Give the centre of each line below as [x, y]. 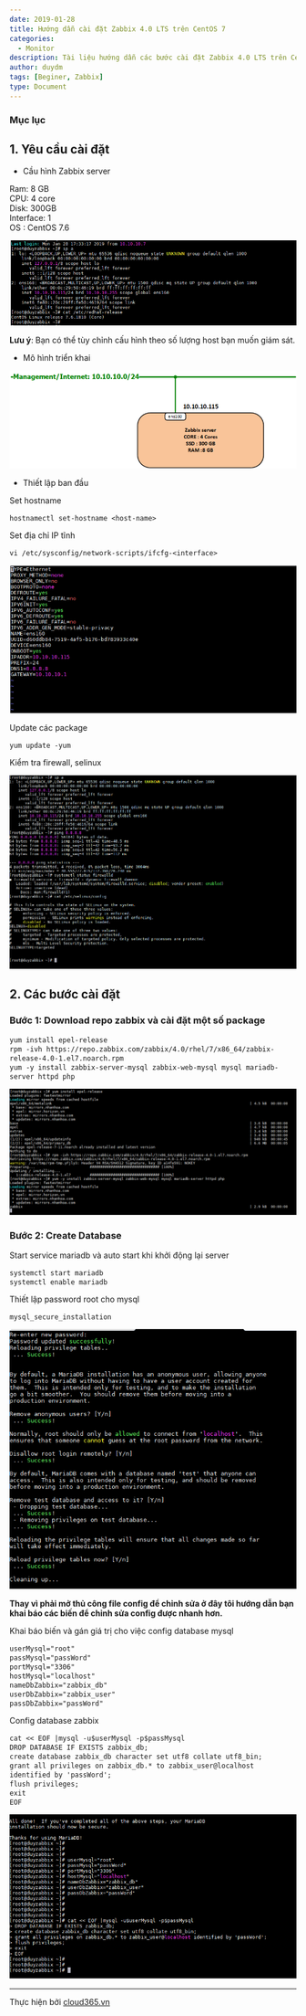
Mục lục [28, 120]
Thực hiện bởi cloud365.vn [60, 2001]
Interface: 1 [31, 218]
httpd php [56, 1077]
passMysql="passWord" [51, 1658]
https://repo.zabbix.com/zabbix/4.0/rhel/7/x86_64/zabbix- [160, 1050]
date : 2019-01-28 [42, 19]
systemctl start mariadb [56, 1273]
